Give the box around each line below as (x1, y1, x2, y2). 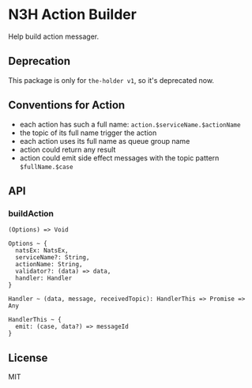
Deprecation (8, 55, 71, 68)
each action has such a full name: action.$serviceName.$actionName (19, 119, 241, 129)
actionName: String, (15, 261, 83, 269)
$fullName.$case (19, 163, 73, 171)
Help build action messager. (8, 32, 100, 41)
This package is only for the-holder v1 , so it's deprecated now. (8, 75, 215, 85)
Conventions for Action (8, 99, 126, 112)
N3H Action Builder (8, 6, 137, 24)
